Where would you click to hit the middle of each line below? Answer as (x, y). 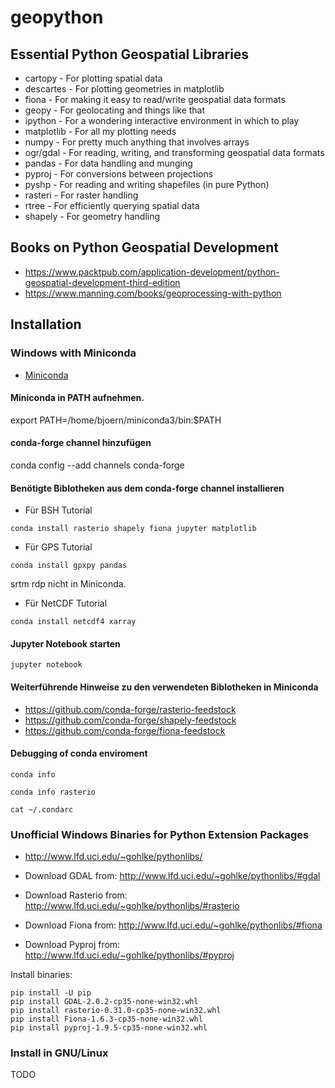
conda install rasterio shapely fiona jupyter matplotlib (133, 529)
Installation (46, 324)
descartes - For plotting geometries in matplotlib (124, 89)
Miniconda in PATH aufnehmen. (77, 398)
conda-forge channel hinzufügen (81, 443)
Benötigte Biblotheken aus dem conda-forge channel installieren (147, 488)
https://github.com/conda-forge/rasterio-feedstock (130, 709)
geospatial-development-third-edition (102, 282)
